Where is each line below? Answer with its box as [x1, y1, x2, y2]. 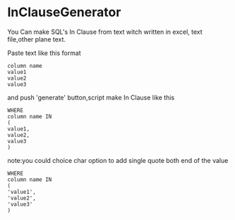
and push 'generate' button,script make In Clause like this [7, 93, 175, 102]
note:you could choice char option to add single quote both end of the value [7, 156, 229, 164]
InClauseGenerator [7, 4, 121, 20]
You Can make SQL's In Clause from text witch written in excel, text [7, 28, 203, 36]
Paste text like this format [7, 49, 81, 57]
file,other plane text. [7, 35, 66, 43]
